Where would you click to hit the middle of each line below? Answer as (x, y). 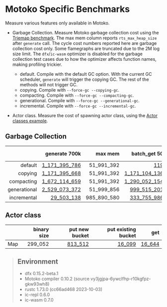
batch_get (144, 153)
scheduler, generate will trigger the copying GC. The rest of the (84, 79)
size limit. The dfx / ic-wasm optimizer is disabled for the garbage (77, 54)
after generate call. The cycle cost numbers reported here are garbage (84, 43)
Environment (38, 261)
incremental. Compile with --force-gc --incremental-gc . (78, 106)
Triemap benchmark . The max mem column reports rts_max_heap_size (84, 38)
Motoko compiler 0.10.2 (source (57, 279)
